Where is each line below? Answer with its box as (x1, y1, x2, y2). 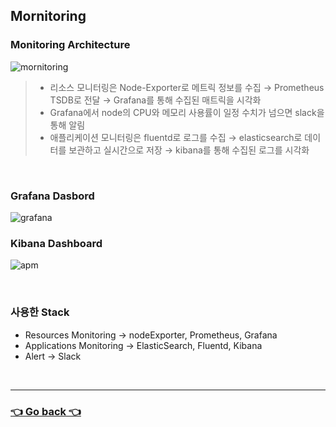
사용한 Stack (10, 305, 70, 319)
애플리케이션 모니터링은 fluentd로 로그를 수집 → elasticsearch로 (49, 131, 303, 143)
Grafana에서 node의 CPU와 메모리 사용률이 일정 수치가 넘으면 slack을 (49, 106, 325, 118)
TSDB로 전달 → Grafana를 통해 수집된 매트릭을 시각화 (49, 94, 262, 106)
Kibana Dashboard (10, 236, 103, 250)
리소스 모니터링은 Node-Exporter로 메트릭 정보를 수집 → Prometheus (49, 81, 325, 93)
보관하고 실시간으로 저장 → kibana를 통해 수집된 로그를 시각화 (68, 144, 310, 156)
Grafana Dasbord (10, 189, 95, 203)
